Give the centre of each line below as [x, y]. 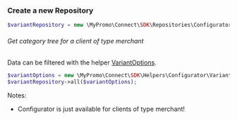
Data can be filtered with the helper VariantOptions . [82, 62]
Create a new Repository [50, 11]
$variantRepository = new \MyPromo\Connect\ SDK [79, 25]
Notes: [17, 95]
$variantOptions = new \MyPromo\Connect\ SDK [74, 76]
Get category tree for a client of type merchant [75, 41]
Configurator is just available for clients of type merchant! [101, 109]
